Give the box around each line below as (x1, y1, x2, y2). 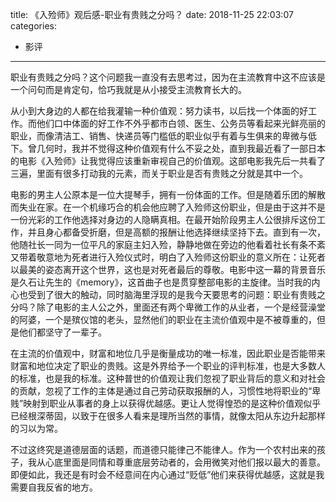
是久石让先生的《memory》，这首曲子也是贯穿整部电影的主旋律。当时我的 (10, 276, 312, 288)
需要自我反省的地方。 (10, 481, 98, 493)
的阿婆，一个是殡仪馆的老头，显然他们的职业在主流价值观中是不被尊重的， (10, 314, 317, 325)
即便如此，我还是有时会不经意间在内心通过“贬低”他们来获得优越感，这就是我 (10, 469, 325, 480)
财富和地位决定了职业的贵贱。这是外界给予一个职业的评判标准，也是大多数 (10, 360, 317, 372)
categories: (10, 20, 57, 32)
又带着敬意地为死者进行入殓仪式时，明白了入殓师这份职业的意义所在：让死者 (10, 251, 326, 263)
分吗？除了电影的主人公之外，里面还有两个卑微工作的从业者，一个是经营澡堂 (10, 301, 326, 313)
